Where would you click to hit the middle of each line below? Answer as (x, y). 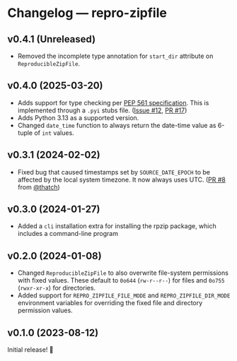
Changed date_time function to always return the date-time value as (117, 125)
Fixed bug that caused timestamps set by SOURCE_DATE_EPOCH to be (114, 172)
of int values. (54, 133)
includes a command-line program (68, 234)
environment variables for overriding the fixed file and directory (110, 303)
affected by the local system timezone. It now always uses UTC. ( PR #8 (122, 179)
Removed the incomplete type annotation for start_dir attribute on (115, 56)
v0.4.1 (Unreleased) (52, 39)
